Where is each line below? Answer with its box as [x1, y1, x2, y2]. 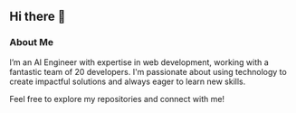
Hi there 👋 [9, 9, 66, 24]
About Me [9, 36, 54, 49]
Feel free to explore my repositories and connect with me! [9, 93, 224, 104]
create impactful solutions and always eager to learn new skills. [9, 76, 246, 87]
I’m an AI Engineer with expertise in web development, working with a [9, 56, 269, 68]
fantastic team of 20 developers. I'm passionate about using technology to [9, 66, 287, 77]
